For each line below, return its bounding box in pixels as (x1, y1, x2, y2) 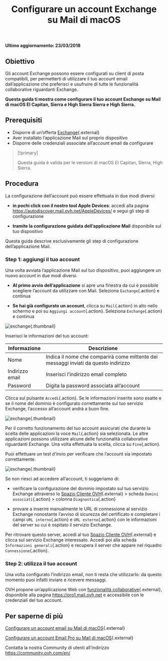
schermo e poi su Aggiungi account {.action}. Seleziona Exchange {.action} (12, 308, 162, 314)
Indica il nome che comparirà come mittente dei (45, 353, 158, 360)
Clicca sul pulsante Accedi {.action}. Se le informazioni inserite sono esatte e (5, 395, 161, 401)
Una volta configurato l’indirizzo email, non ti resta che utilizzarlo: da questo (5, 572, 162, 578)
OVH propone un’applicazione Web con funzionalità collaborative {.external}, (5, 587, 162, 593)
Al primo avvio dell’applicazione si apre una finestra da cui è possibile (12, 282, 158, 288)
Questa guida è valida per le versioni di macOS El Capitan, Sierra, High (17, 159, 163, 165)
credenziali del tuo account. (5, 597, 62, 603)
